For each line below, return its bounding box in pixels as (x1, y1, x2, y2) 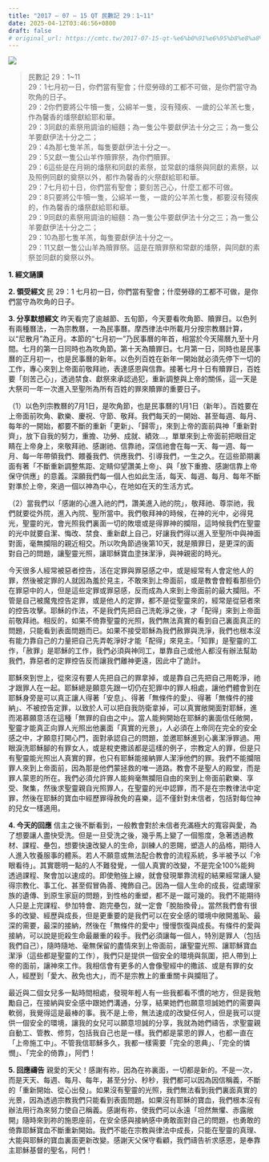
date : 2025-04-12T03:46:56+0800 (8, 19, 116, 27)
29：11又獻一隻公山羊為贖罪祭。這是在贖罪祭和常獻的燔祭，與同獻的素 (27, 242, 260, 253)
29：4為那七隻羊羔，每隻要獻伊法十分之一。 (27, 142, 175, 152)
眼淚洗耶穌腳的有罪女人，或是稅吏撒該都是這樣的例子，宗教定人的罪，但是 (8, 743, 254, 753)
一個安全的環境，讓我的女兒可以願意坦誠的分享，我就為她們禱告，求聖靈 (14, 1018, 254, 1028)
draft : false (8, 26, 52, 35)
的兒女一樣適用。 (8, 803, 65, 813)
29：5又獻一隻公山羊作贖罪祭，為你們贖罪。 (27, 152, 175, 162)
